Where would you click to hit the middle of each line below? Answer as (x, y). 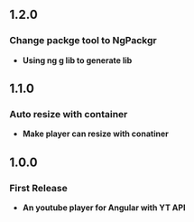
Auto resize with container (69, 114)
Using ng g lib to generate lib (77, 60)
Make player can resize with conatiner (95, 134)
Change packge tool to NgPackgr (83, 41)
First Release (38, 188)
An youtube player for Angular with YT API (104, 208)
